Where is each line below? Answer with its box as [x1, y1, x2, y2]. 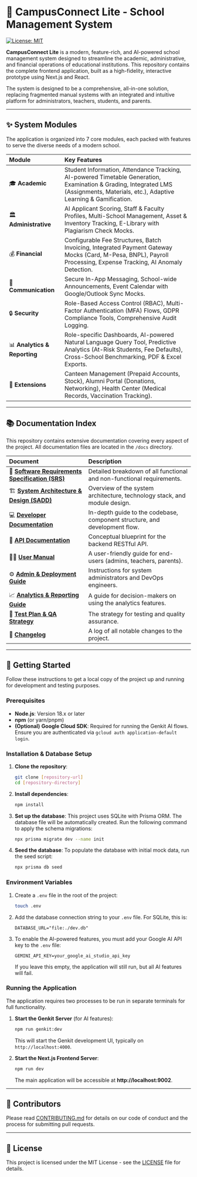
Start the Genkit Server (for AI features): [14, 1015, 114, 1022]
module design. [88, 498, 131, 507]
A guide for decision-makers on [88, 592, 176, 600]
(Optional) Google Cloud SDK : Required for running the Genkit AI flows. [14, 722, 189, 730]
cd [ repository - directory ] [14, 780, 81, 785]
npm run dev [14, 1065, 44, 1072]
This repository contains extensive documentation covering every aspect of [6, 437, 189, 444]
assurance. [88, 617, 119, 625]
